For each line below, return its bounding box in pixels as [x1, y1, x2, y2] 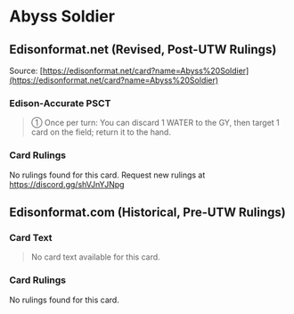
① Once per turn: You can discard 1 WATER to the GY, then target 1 [30, 118, 281, 128]
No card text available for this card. [30, 252, 160, 262]
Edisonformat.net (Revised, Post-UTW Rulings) [9, 42, 277, 57]
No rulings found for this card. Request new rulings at [9, 169, 206, 180]
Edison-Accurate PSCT [9, 96, 111, 109]
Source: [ [9, 65, 43, 76]
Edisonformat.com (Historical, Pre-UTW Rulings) [9, 204, 287, 219]
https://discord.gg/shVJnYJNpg [9, 178, 125, 189]
